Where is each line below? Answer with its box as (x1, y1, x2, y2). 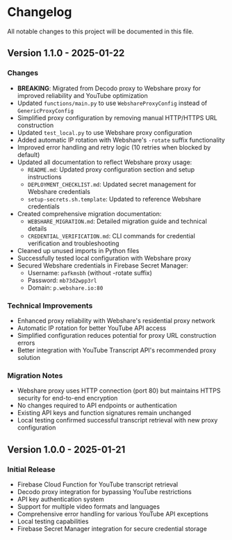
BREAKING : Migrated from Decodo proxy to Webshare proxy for (17, 84, 201, 92)
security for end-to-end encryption (17, 394, 118, 402)
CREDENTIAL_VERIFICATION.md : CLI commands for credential (27, 231, 196, 240)
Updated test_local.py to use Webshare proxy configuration (17, 128, 192, 136)
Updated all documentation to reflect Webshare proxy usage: (17, 158, 192, 166)
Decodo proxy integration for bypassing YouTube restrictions (17, 487, 192, 496)
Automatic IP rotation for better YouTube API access (17, 324, 167, 332)
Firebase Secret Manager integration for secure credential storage (17, 524, 207, 532)
